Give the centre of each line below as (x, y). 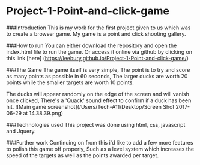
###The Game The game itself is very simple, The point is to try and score (98, 69)
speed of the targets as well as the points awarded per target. (83, 155)
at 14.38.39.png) (43, 113)
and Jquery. (21, 131)
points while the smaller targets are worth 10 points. (70, 82)
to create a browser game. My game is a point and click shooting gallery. (96, 33)
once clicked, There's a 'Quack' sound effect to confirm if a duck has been (99, 100)
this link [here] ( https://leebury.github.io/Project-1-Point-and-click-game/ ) (98, 58)
